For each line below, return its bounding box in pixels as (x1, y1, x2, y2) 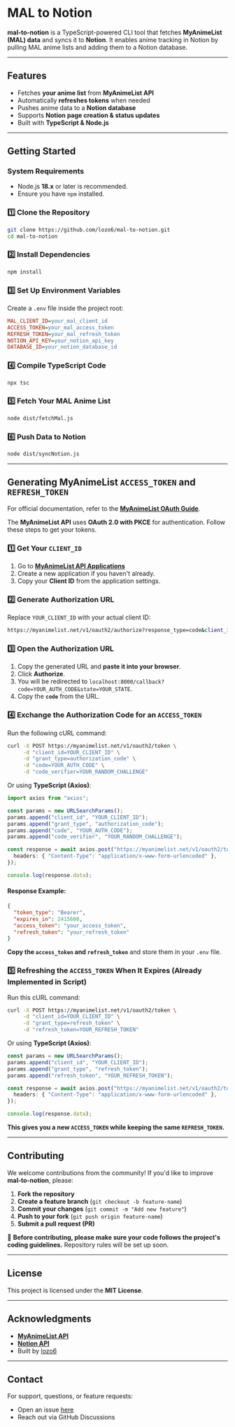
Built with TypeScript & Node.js (17, 118, 110, 127)
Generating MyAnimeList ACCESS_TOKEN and (7, 476, 196, 488)
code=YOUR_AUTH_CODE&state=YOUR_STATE (17, 686, 131, 693)
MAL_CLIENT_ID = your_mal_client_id (7, 317, 108, 324)
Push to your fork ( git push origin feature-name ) (17, 1212, 163, 1220)
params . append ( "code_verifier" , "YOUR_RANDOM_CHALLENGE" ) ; (7, 833, 183, 840)
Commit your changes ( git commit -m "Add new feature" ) (17, 1205, 187, 1213)
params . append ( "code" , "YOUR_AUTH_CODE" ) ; (7, 826, 133, 834)
